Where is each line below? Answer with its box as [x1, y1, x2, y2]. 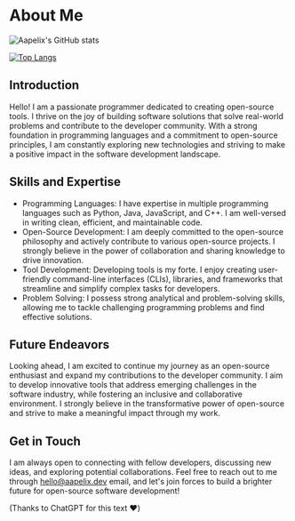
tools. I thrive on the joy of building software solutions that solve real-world [9, 110, 284, 121]
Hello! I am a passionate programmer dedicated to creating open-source [9, 101, 275, 112]
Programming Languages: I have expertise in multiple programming [21, 197, 269, 209]
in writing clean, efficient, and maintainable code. [21, 217, 203, 228]
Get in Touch [9, 433, 82, 449]
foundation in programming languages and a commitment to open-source [9, 130, 278, 140]
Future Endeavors [9, 337, 109, 352]
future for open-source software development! [9, 485, 180, 496]
